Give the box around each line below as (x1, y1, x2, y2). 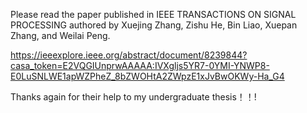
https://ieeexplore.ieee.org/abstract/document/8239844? (10, 49, 248, 61)
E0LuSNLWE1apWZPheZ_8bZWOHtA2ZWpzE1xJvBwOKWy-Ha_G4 (10, 70, 285, 82)
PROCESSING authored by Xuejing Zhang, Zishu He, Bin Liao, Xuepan (10, 19, 298, 31)
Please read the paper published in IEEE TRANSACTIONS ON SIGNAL (10, 9, 297, 20)
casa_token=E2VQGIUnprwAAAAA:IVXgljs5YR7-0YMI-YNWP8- (10, 60, 270, 71)
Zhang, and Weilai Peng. (10, 30, 111, 41)
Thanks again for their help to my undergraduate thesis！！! (10, 91, 257, 103)
